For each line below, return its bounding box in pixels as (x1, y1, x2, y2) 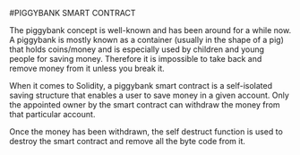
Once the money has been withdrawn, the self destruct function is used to (9, 126, 284, 137)
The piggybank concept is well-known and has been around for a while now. (9, 25, 292, 35)
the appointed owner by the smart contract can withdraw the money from (9, 99, 280, 110)
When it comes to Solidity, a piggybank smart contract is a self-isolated (9, 81, 273, 90)
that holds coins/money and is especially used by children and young (9, 44, 265, 55)
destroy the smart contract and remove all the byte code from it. (9, 136, 246, 146)
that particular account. (9, 109, 96, 119)
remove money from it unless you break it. (9, 63, 166, 73)
